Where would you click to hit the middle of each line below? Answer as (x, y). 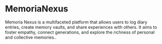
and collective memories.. (31, 37)
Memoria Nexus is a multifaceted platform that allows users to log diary (76, 22)
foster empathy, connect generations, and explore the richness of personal (80, 32)
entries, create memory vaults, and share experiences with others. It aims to (81, 27)
